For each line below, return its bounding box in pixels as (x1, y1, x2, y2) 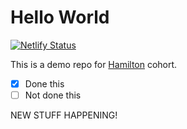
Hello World (10, 6, 110, 29)
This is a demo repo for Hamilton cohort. (10, 58, 178, 70)
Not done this (24, 89, 82, 101)
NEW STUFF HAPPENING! (10, 109, 118, 121)
